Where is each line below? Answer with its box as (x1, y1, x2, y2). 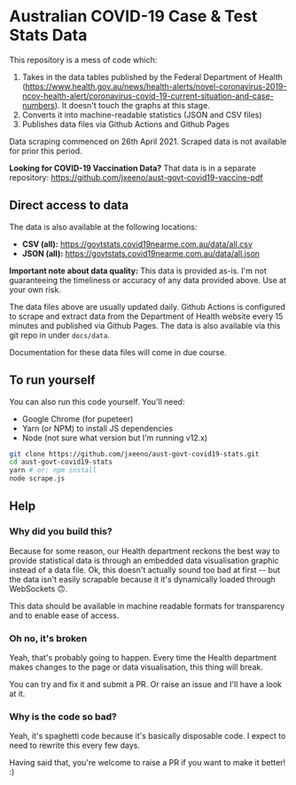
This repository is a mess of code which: (9, 54, 158, 65)
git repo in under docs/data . (9, 329, 111, 340)
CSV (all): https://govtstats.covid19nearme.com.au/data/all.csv (21, 238, 253, 250)
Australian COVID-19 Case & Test (9, 6, 258, 27)
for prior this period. (9, 145, 82, 156)
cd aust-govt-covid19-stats (9, 457, 113, 467)
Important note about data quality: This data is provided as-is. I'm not (9, 265, 268, 276)
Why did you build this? (9, 526, 113, 538)
